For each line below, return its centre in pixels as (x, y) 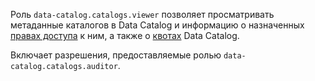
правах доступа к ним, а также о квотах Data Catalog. (125, 35)
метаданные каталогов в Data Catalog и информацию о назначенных (157, 25)
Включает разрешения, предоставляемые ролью (116, 55)
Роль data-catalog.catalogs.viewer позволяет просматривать (142, 14)
